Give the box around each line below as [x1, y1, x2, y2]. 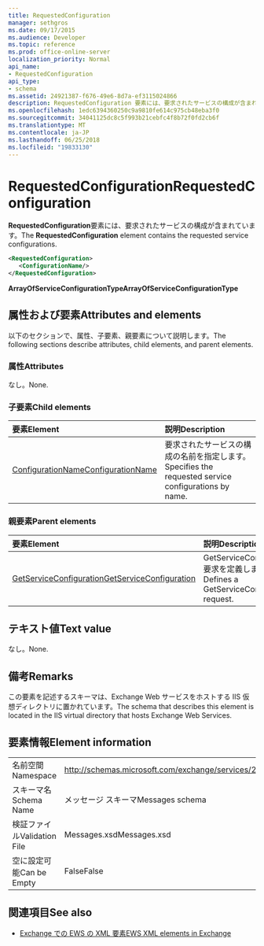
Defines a [203, 574, 239, 585]
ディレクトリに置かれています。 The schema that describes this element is [14, 702, 255, 711]
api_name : [8, 63, 41, 71]
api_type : [8, 77, 41, 85]
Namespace [12, 770, 57, 782]
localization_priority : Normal [8, 56, 111, 64]
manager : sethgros [8, 19, 68, 27]
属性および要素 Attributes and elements [8, 309, 202, 322]
